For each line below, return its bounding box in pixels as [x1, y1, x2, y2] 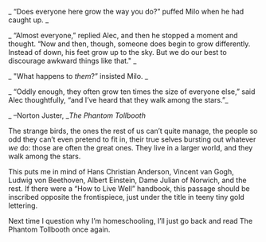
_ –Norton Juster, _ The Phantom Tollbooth [8, 111, 146, 120]
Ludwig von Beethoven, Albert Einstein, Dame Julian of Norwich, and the [8, 175, 247, 185]
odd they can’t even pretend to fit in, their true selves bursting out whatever [8, 135, 256, 144]
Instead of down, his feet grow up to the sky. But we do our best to [8, 48, 227, 57]
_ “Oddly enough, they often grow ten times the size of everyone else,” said [8, 87, 256, 96]
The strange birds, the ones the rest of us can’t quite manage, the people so [8, 127, 258, 135]
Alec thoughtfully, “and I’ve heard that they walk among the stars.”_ [8, 96, 229, 104]
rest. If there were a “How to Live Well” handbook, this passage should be [8, 184, 250, 193]
